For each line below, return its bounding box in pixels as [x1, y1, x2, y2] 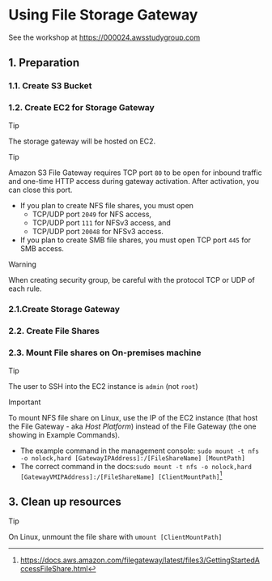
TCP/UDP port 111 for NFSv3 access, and [32, 217, 172, 228]
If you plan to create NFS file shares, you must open [19, 200, 194, 210]
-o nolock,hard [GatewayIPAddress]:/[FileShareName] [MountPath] [19, 454, 245, 463]
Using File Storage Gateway [8, 6, 198, 24]
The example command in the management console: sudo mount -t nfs [19, 446, 259, 455]
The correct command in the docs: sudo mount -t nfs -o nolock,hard [19, 461, 253, 471]
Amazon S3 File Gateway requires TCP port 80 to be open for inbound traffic [8, 168, 262, 177]
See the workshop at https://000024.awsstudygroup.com [8, 32, 201, 42]
